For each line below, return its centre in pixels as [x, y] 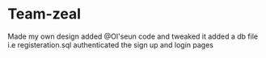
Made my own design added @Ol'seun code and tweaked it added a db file [133, 36]
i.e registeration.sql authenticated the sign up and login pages [110, 44]
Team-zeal [44, 14]
